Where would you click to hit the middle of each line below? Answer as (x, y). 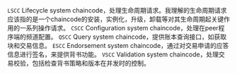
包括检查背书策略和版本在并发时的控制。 (91, 63)
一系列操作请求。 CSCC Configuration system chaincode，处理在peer (119, 28)
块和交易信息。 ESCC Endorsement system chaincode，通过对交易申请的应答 (118, 45)
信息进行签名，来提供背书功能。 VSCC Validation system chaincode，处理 (113, 54)
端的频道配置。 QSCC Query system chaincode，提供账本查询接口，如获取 (120, 37)
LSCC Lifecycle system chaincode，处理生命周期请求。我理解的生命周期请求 (117, 10)
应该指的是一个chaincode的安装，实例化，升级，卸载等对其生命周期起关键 (116, 19)
